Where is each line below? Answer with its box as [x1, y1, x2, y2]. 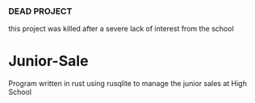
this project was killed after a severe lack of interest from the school [8, 24, 234, 34]
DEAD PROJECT [8, 6, 73, 17]
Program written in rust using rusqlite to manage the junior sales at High [8, 79, 248, 89]
